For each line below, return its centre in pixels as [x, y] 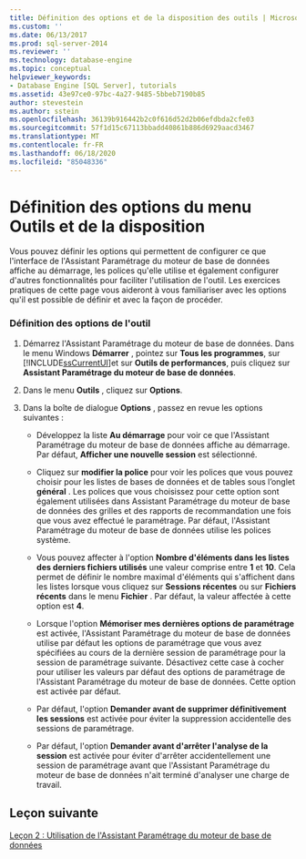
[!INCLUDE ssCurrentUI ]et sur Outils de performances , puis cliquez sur [156, 363]
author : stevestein [46, 102]
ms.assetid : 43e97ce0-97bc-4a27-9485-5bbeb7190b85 [107, 94]
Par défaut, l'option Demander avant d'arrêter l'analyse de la [152, 746]
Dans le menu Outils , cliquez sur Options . [102, 390]
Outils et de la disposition [107, 226]
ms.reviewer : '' [40, 52]
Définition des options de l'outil [80, 323]
